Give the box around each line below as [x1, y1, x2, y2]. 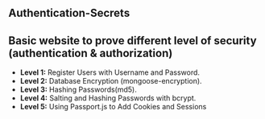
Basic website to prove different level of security [8, 34, 257, 47]
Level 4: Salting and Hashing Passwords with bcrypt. [19, 93, 197, 103]
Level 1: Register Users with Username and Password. [19, 68, 200, 77]
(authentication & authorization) [8, 46, 173, 59]
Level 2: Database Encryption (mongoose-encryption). [19, 76, 203, 86]
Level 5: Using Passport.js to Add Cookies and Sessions [19, 102, 207, 112]
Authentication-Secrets [8, 6, 130, 20]
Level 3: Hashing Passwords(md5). [19, 84, 137, 95]
